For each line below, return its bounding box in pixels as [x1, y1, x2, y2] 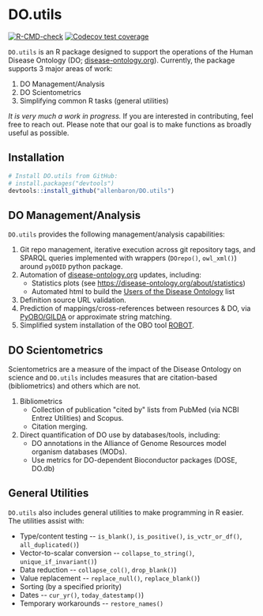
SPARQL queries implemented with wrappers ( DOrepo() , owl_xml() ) [19, 253, 237, 263]
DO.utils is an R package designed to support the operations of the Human [8, 47, 254, 56]
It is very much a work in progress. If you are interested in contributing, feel [8, 111, 254, 120]
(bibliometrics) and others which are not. [8, 381, 141, 391]
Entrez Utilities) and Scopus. [31, 414, 124, 422]
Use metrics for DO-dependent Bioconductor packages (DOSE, [31, 455, 238, 464]
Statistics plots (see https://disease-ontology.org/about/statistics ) [31, 278, 246, 288]
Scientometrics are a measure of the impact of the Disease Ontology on [8, 365, 242, 373]
